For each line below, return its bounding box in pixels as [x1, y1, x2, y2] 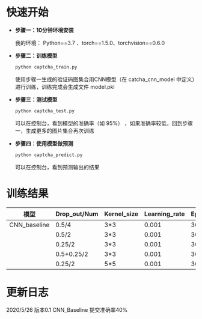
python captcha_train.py [14, 64, 78, 70]
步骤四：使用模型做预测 [14, 139, 73, 147]
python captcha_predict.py [14, 151, 83, 158]
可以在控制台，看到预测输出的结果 [14, 163, 100, 171]
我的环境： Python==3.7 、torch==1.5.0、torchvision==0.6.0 [14, 39, 165, 46]
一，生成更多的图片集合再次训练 [14, 127, 94, 134]
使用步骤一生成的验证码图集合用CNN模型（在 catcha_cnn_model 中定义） [14, 76, 195, 83]
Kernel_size [104, 210, 139, 218]
